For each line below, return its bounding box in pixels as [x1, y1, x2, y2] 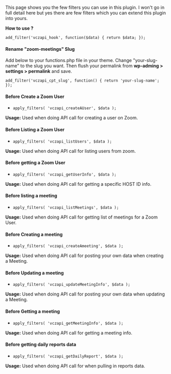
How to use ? [5, 25, 34, 31]
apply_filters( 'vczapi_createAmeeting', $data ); [12, 244, 124, 249]
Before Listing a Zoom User [5, 127, 65, 132]
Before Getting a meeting [5, 308, 60, 314]
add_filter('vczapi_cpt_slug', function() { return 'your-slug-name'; [5, 78, 160, 84]
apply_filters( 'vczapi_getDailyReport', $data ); [12, 353, 124, 359]
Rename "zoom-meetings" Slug [5, 46, 75, 52]
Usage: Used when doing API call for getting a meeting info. [5, 329, 132, 336]
